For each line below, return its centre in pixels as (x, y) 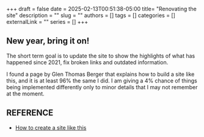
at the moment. (25, 94)
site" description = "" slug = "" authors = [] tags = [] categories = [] (91, 15)
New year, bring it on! (48, 41)
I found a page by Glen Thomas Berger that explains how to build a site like (100, 74)
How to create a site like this (51, 127)
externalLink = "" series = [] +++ (47, 22)
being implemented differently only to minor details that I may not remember (102, 87)
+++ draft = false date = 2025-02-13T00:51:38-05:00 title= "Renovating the (101, 9)
